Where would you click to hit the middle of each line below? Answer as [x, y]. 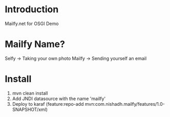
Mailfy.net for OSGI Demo [32, 24]
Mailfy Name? [35, 44]
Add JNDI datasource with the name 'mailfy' [59, 99]
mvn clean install [30, 93]
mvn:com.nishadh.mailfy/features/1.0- [125, 104]
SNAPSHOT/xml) [30, 109]
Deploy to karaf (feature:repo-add [48, 104]
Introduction [32, 9]
